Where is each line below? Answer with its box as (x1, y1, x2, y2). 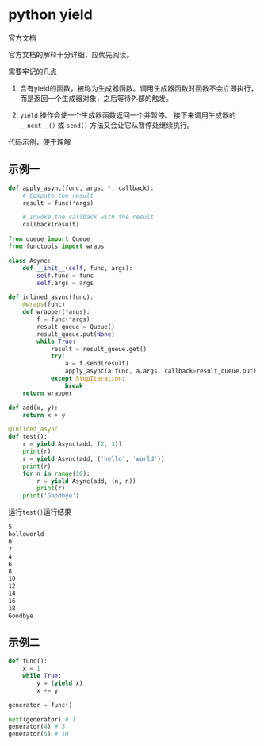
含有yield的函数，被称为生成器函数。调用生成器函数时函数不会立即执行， (19, 83, 258, 93)
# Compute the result (22, 191, 94, 199)
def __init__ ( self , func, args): (22, 264, 133, 272)
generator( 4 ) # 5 (8, 723, 66, 731)
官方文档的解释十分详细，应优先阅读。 (8, 49, 133, 59)
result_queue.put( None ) (36, 330, 115, 338)
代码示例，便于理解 (8, 137, 71, 146)
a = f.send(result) (64, 360, 129, 368)
